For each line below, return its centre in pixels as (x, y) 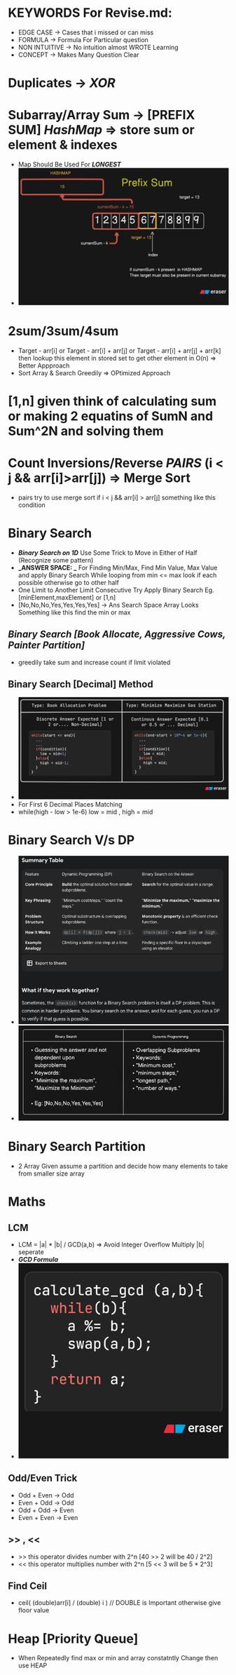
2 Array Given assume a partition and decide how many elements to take (123, 1166)
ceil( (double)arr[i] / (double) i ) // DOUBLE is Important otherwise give (119, 1603)
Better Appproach (44, 365)
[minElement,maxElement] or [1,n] (67, 597)
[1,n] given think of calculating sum (112, 401)
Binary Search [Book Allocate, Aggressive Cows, (117, 634)
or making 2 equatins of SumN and (111, 416)
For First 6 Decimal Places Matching (70, 804)
